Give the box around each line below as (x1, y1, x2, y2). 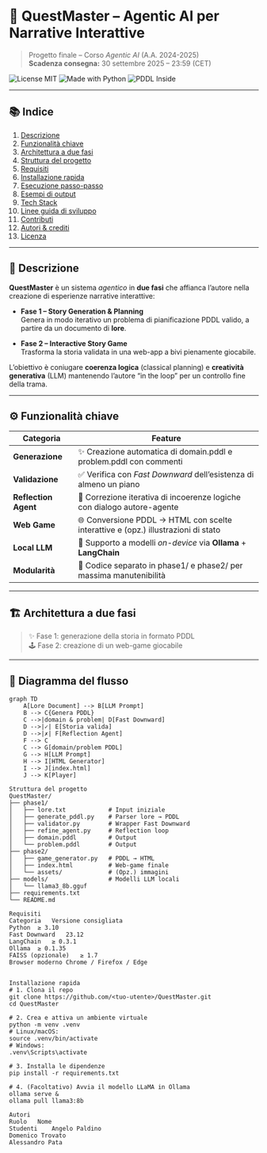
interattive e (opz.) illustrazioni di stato (78, 524, 221, 535)
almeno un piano (78, 479, 140, 490)
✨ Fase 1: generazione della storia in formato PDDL (28, 631, 195, 641)
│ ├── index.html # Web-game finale (9, 862, 170, 870)
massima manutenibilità (78, 570, 166, 581)
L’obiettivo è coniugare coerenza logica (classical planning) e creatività (9, 362, 244, 371)
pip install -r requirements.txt (9, 1069, 120, 1077)
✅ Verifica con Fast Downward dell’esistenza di (78, 469, 254, 480)
